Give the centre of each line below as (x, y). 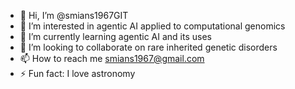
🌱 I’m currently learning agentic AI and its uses (115, 36)
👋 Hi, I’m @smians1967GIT (74, 15)
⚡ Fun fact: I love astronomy (77, 73)
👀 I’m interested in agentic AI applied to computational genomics (152, 26)
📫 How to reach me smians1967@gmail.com (112, 58)
